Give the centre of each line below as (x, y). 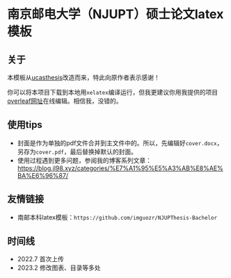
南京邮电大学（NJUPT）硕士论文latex (115, 14)
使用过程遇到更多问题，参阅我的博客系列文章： (84, 160)
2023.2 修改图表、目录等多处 (59, 268)
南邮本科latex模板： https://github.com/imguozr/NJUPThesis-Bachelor (117, 217)
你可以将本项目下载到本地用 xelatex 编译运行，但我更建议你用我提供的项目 (113, 92)
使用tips (25, 125)
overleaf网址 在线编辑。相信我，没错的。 (65, 101)
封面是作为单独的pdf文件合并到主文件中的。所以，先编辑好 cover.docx (117, 142)
